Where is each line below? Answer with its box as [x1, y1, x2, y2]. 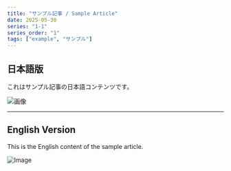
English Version [7, 124, 76, 136]
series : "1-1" [7, 23, 48, 30]
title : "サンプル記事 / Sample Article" [7, 10, 118, 17]
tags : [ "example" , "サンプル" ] [7, 36, 93, 43]
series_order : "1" [7, 29, 60, 37]
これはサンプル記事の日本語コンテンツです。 [7, 82, 133, 90]
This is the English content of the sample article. [7, 142, 144, 150]
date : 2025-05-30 [7, 17, 57, 23]
